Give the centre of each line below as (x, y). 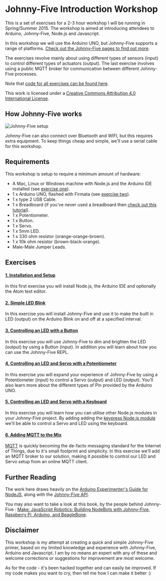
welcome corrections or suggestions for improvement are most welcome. (80, 558)
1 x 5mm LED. (26, 231)
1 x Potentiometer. (30, 215)
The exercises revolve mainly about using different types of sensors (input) (82, 58)
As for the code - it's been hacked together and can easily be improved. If (81, 568)
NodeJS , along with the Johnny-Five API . (47, 494)
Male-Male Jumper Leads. (39, 247)
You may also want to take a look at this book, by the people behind (74, 504)
